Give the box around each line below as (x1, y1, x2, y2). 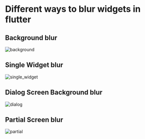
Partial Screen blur (5, 116, 63, 124)
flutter (5, 14, 31, 25)
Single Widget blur (5, 61, 63, 69)
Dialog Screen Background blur (5, 88, 103, 97)
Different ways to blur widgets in (5, 3, 141, 15)
